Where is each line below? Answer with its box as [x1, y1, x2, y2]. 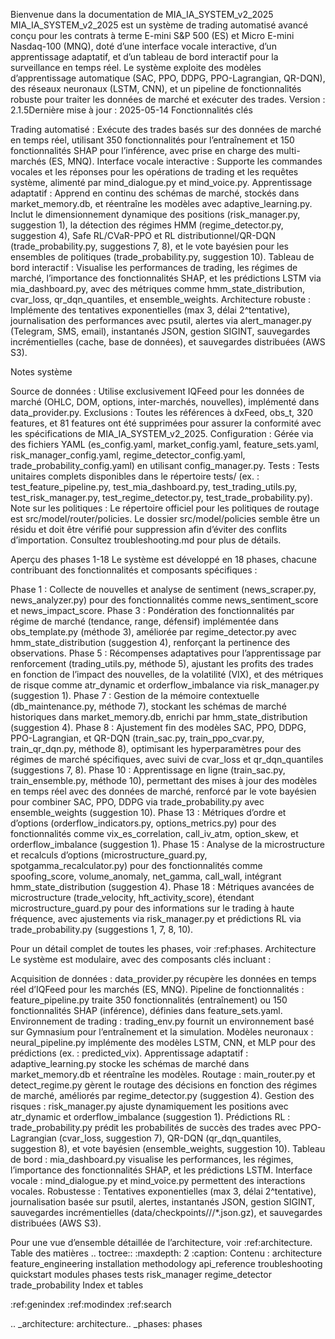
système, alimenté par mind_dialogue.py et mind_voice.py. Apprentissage [10, 177, 313, 188]
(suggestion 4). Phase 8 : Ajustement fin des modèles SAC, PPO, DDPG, [10, 722, 307, 733]
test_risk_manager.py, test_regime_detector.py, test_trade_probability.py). [10, 492, 313, 503]
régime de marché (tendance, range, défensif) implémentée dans [10, 615, 279, 627]
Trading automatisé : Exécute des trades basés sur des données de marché [10, 124, 322, 135]
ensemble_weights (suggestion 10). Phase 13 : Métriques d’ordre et [10, 807, 287, 818]
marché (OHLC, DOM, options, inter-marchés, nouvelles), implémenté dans [10, 396, 320, 408]
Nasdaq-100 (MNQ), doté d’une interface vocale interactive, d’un [10, 40, 277, 52]
